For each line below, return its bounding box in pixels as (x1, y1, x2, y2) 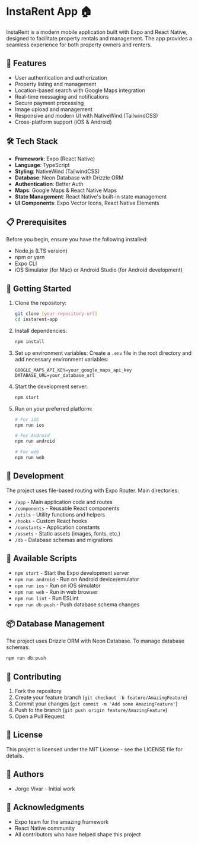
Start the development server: (14, 383, 88, 390)
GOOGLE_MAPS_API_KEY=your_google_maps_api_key (14, 367, 132, 373)
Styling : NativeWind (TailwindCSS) (14, 168, 100, 175)
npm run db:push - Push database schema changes (14, 601, 140, 608)
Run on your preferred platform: (14, 405, 93, 412)
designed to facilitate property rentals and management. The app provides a (6, 34, 193, 42)
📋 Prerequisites (6, 217, 67, 227)
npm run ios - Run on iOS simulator (14, 582, 101, 589)
